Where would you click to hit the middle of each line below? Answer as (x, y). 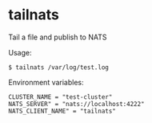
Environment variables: (46, 82)
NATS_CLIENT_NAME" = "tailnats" (62, 111)
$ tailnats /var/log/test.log (59, 67)
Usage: (20, 52)
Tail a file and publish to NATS (58, 37)
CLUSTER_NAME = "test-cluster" (60, 97)
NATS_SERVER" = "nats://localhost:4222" (77, 104)
